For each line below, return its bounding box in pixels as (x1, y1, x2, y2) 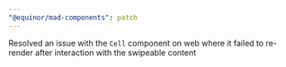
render (8, 46, 33, 58)
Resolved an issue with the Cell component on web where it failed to (8, 38, 264, 48)
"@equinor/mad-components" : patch (8, 13, 139, 22)
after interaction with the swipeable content (34, 46, 197, 58)
